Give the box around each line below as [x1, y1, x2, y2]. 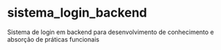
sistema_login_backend [7, 5, 147, 21]
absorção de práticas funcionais [7, 35, 99, 43]
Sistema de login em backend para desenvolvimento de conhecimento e [7, 28, 214, 36]
